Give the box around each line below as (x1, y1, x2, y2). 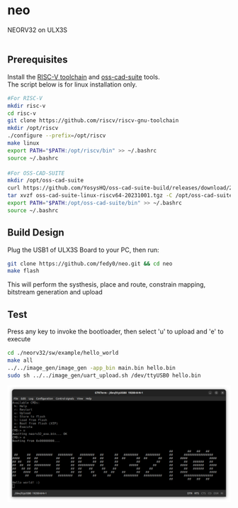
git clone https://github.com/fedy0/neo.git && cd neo (7, 260, 173, 267)
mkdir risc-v (7, 102, 46, 109)
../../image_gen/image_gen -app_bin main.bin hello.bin (7, 364, 176, 371)
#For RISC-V (7, 94, 42, 101)
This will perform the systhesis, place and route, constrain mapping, (7, 280, 206, 289)
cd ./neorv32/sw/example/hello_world (7, 350, 119, 357)
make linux (7, 140, 40, 147)
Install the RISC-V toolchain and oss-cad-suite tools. (7, 72, 161, 81)
